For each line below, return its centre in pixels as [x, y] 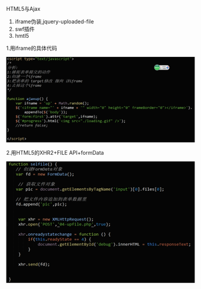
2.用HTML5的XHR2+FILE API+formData [55, 152]
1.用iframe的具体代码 [32, 48]
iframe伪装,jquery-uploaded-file [54, 22]
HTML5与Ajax [23, 9]
